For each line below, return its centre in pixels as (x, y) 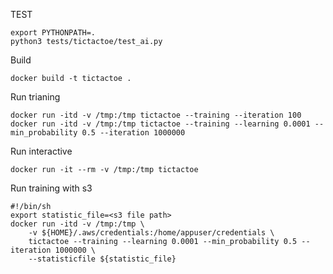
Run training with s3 (51, 188)
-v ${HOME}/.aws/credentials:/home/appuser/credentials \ (151, 233)
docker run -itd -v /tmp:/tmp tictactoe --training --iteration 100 (156, 115)
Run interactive (41, 151)
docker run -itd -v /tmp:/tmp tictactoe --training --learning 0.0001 (160, 124)
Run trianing (35, 97)
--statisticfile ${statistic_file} (102, 259)
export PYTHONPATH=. (53, 33)
